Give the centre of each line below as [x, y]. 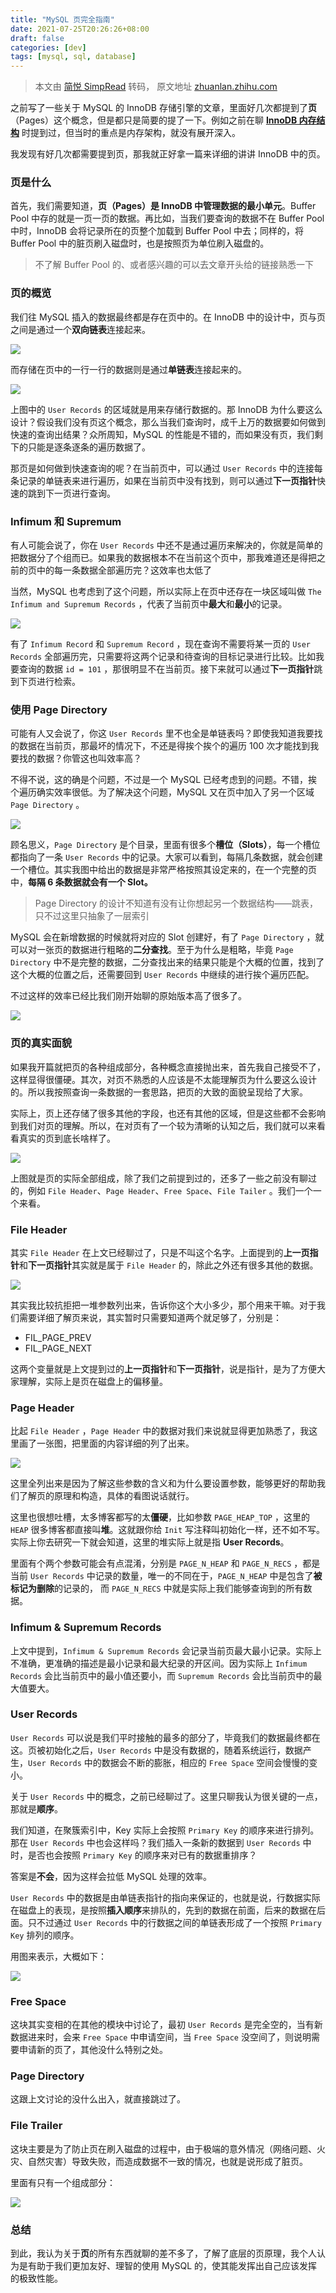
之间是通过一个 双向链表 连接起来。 [80, 329]
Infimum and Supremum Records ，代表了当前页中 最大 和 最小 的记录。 [149, 604]
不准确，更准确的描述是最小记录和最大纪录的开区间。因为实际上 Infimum [159, 1663]
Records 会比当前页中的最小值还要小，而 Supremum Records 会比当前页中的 [162, 1675]
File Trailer [36, 2126]
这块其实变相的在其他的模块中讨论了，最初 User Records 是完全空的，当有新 [166, 2025]
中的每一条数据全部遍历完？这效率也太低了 [124, 570]
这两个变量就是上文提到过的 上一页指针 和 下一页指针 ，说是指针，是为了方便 [163, 1368]
